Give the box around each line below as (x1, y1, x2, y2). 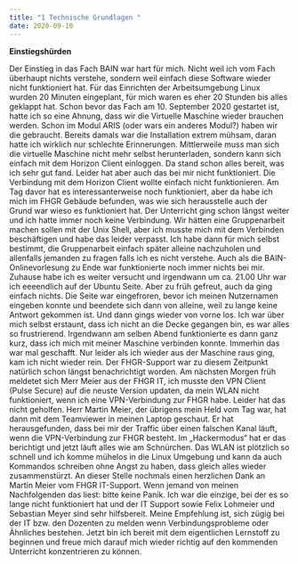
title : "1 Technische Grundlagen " (9, 12, 141, 22)
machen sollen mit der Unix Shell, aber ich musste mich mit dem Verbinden (9, 224, 285, 234)
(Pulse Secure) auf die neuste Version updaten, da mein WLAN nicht (9, 385, 260, 396)
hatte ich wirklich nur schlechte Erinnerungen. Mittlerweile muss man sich (9, 139, 280, 150)
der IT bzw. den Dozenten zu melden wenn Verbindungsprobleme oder (9, 518, 270, 528)
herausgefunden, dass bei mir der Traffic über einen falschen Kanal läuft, (9, 422, 278, 433)
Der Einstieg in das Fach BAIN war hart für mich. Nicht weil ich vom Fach (9, 63, 276, 74)
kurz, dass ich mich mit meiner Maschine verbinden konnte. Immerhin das (9, 338, 280, 348)
